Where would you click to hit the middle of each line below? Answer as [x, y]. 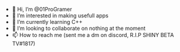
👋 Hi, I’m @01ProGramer [42, 9]
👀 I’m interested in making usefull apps [60, 16]
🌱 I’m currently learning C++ [47, 22]
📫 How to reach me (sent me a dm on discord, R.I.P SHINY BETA [93, 35]
